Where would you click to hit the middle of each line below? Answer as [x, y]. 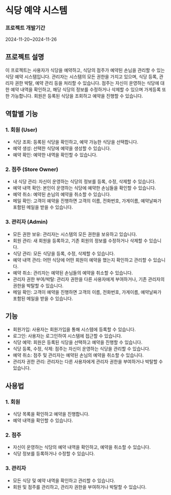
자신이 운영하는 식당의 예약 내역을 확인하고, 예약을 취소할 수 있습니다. [82, 447]
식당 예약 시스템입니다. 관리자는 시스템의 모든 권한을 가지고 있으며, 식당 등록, [82, 77]
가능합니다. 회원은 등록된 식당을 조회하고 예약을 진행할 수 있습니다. [77, 96]
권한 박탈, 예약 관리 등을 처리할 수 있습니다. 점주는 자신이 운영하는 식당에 [87, 83]
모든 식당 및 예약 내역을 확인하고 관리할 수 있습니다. [64, 480]
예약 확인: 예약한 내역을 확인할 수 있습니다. [55, 154]
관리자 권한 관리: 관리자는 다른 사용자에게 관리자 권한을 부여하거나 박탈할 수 [88, 362]
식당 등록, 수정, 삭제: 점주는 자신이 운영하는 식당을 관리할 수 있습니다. [81, 349]
